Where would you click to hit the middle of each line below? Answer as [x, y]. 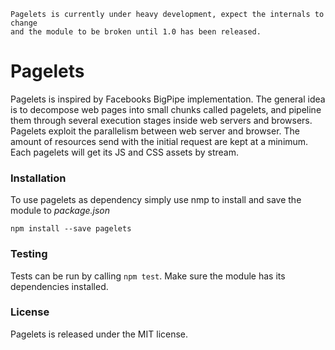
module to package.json [60, 211]
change [24, 23]
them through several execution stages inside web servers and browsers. [161, 120]
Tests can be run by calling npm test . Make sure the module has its [148, 276]
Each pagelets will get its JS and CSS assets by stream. [124, 152]
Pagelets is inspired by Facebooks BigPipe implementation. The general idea [168, 99]
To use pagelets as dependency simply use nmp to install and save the [156, 200]
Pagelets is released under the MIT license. [99, 334]
